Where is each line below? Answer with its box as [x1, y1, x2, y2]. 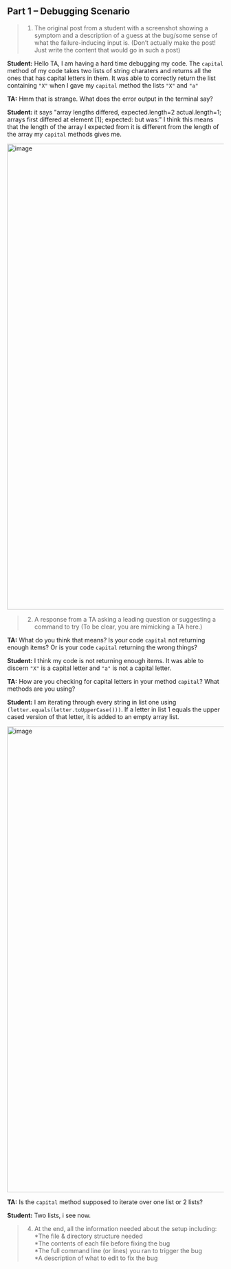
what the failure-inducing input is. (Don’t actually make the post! [34, 38, 217, 47]
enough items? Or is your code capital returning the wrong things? [7, 643, 198, 651]
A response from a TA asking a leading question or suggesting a [34, 615, 217, 623]
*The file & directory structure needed [34, 1232, 143, 1240]
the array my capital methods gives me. [7, 130, 122, 138]
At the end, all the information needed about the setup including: [34, 1224, 217, 1232]
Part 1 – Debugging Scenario [7, 6, 131, 17]
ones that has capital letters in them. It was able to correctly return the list [7, 74, 217, 82]
